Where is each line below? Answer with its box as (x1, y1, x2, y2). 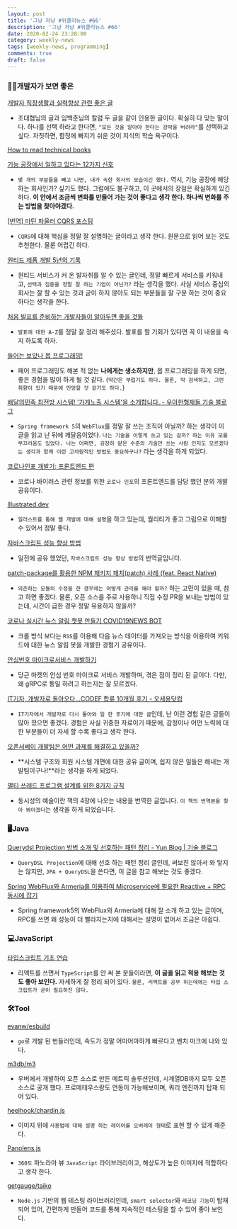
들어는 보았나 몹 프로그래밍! (7, 351, 83, 360)
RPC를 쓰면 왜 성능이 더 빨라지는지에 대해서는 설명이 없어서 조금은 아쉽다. (17, 915, 221, 924)
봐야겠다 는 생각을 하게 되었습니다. (25, 805, 115, 814)
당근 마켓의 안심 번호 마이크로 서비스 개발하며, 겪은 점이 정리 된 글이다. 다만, (17, 671, 227, 679)
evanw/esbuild (7, 1021, 51, 1031)
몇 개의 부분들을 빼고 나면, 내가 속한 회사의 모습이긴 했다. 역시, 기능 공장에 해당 (17, 175, 229, 184)
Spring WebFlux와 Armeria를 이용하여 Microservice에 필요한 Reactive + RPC (7, 883, 226, 891)
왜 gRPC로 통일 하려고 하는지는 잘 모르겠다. (17, 679, 138, 688)
